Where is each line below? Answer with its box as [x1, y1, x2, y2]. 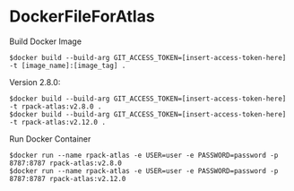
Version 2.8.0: [9, 76, 61, 87]
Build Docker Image [9, 36, 82, 47]
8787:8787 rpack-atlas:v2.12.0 [9, 174, 126, 183]
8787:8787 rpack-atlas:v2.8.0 [9, 159, 123, 168]
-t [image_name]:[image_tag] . [9, 61, 126, 70]
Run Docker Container [9, 133, 91, 144]
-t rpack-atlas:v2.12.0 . [9, 117, 106, 126]
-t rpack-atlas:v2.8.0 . [9, 101, 102, 111]
